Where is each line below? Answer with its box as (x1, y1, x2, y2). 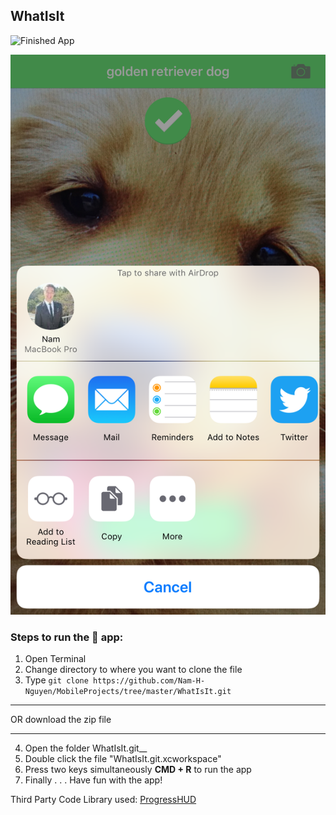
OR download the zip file (10, 714, 112, 726)
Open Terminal (24, 653, 87, 665)
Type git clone (24, 674, 89, 686)
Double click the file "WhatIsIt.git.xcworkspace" (24, 753, 222, 765)
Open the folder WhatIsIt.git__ (24, 742, 148, 754)
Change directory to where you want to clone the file (24, 664, 243, 676)
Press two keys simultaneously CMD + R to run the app (24, 764, 252, 776)
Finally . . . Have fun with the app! (24, 774, 163, 786)
